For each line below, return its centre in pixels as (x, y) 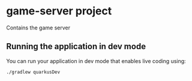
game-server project (59, 11)
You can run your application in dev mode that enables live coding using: (96, 61)
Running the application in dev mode (76, 46)
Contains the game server (38, 28)
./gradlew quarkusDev (33, 72)
